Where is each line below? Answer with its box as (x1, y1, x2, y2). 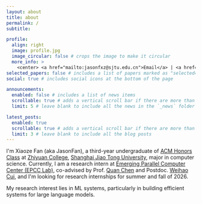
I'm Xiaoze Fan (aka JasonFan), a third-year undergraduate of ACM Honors (6, 147, 192, 155)
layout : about (6, 8, 42, 15)
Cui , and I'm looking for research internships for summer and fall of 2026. (6, 173, 188, 181)
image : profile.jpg (11, 48, 61, 54)
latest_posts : (6, 114, 42, 120)
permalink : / (6, 20, 39, 26)
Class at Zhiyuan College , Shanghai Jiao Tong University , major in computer (6, 154, 194, 161)
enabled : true (11, 120, 47, 126)
